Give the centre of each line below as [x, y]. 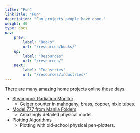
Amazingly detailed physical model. [56, 114]
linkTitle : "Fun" [23, 14]
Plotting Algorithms [32, 120]
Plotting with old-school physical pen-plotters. [68, 125]
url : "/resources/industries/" [56, 75]
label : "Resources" [43, 56]
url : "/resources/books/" [50, 47]
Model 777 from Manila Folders [44, 109]
